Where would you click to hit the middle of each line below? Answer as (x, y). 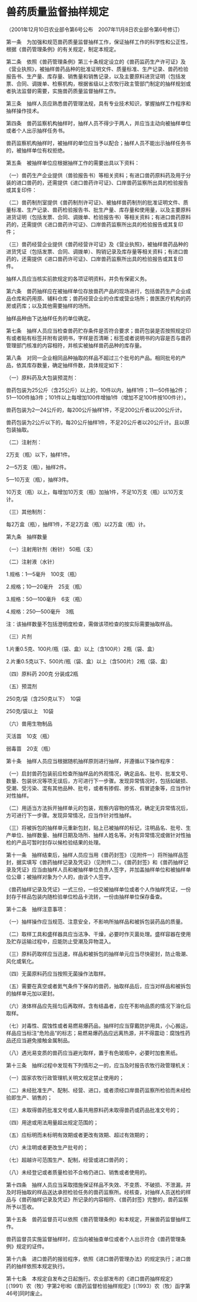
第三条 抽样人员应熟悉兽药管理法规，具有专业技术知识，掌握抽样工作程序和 (98, 103)
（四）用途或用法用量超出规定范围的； (52, 1122)
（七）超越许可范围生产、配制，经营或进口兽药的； (68, 1159)
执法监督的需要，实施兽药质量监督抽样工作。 (65, 91)
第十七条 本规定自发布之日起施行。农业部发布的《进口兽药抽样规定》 (91, 1279)
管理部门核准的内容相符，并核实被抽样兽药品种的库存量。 (75, 345)
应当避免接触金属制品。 (45, 1040)
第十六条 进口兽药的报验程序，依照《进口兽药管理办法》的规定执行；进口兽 (98, 1259)
